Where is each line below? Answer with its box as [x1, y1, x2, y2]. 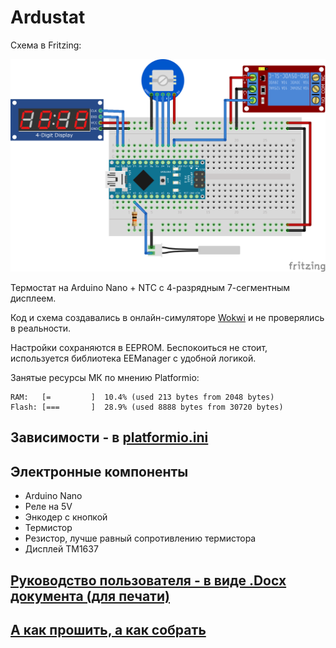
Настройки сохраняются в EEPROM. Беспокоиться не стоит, [10, 342, 268, 354]
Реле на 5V [24, 501, 73, 513]
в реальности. [10, 322, 72, 335]
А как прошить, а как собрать [10, 622, 207, 639]
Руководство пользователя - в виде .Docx [10, 572, 287, 589]
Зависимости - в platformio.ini [10, 429, 209, 446]
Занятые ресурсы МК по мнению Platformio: [10, 372, 200, 384]
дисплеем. [10, 292, 57, 305]
